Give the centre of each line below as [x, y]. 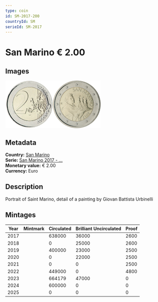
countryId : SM [20, 21]
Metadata [21, 142]
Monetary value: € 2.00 [30, 165]
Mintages [21, 215]
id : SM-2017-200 [22, 16]
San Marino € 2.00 [45, 53]
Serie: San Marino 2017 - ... [34, 160]
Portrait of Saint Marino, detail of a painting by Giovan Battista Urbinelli [79, 199]
